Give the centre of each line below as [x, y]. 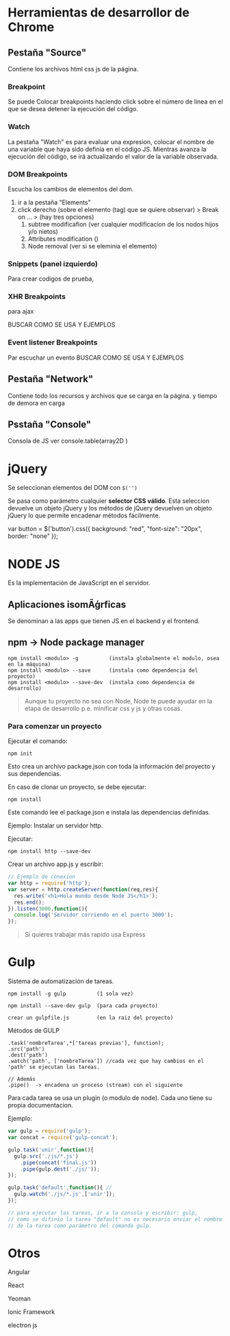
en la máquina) [29, 664]
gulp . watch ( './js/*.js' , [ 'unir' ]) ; [65, 1194]
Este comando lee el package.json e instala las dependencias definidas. [109, 812]
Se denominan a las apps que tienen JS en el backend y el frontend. [104, 621]
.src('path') [26, 1049]
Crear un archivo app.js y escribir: [55, 864]
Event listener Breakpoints [53, 342]
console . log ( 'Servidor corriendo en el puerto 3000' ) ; [94, 915]
